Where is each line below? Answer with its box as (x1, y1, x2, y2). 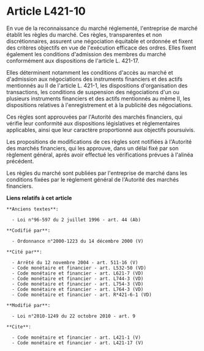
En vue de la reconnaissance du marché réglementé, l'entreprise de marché (6, 24, 198, 32)
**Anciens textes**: (6, 206, 59, 212)
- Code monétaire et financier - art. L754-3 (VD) (12, 281, 144, 287)
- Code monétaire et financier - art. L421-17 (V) (12, 339, 144, 346)
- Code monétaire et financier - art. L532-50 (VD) (12, 265, 147, 271)
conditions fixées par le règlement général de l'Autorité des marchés (6, 175, 179, 183)
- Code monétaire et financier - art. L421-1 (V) (12, 334, 141, 341)
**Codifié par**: (6, 227, 51, 234)
